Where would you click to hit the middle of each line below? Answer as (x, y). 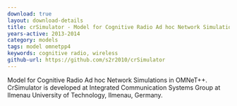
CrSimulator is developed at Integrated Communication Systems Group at (114, 87)
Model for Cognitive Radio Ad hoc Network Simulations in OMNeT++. (108, 80)
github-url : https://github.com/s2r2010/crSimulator (86, 60)
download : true (30, 14)
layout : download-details (45, 20)
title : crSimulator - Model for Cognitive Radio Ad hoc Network (104, 27)
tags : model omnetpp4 (39, 47)
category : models (33, 40)
